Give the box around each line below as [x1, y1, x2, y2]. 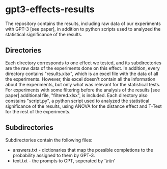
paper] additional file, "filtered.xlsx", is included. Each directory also [5, 92, 148, 98]
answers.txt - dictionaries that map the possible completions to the [12, 147, 154, 153]
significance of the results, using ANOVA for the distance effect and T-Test [5, 103, 162, 109]
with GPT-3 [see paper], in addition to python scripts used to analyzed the [5, 26, 161, 32]
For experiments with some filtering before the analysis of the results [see [5, 87, 160, 93]
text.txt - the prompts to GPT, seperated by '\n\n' [12, 157, 116, 164]
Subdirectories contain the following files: [5, 137, 93, 143]
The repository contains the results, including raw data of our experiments [5, 20, 161, 27]
